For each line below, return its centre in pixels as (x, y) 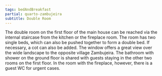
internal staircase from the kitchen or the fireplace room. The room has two (80, 37)
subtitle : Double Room (28, 18)
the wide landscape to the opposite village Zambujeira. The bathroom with (80, 53)
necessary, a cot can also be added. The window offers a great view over (79, 48)
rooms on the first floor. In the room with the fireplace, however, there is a (79, 63)
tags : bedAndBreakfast (28, 9)
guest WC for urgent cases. (33, 68)
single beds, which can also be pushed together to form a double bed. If (77, 43)
